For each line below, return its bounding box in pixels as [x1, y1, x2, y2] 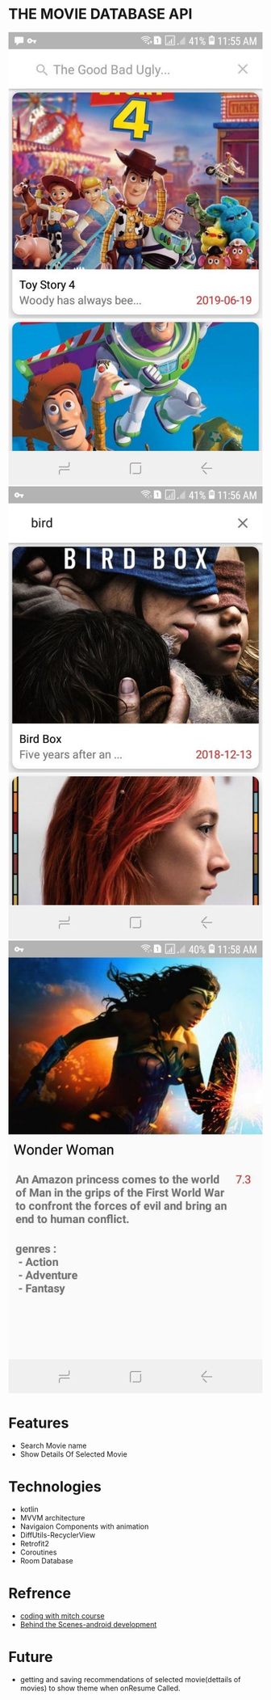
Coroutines [19, 1547, 57, 1557]
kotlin [19, 1504, 39, 1514]
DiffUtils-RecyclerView [19, 1529, 96, 1540]
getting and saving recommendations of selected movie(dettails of [19, 1674, 241, 1684]
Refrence [8, 1584, 71, 1602]
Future [8, 1647, 54, 1666]
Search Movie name [19, 1441, 87, 1450]
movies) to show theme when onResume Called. [19, 1683, 181, 1693]
